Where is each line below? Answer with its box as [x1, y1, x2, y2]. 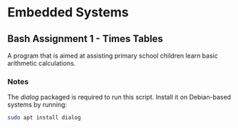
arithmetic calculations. [7, 59, 76, 68]
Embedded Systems [7, 4, 129, 21]
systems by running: [7, 100, 68, 109]
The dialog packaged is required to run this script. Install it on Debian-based [7, 93, 232, 102]
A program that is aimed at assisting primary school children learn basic [7, 51, 219, 60]
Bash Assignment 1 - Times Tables [7, 33, 164, 45]
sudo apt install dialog [7, 114, 81, 122]
